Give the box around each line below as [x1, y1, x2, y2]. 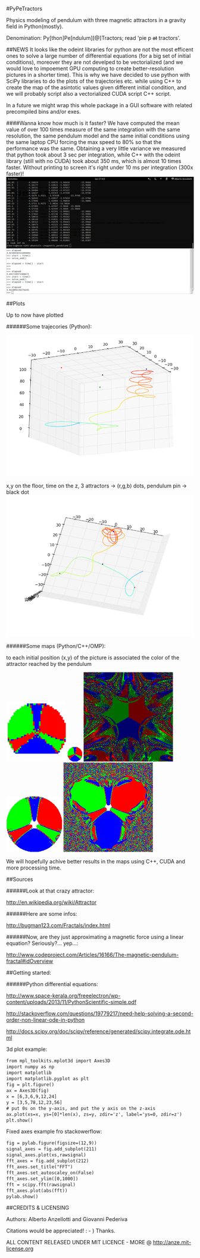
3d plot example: [6, 1046, 48, 1053]
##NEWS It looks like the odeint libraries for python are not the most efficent [6, 46, 193, 53]
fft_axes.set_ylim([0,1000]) [6, 1175, 79, 1182]
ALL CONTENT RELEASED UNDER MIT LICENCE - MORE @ [6, 1238, 152, 1246]
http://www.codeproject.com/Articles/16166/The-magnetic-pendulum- [6, 951, 179, 958]
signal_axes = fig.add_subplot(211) [6, 1146, 97, 1152]
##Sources [6, 875, 33, 883]
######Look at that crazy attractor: [6, 887, 95, 894]
